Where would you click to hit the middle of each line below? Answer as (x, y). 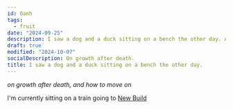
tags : (15, 20)
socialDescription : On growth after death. (71, 59)
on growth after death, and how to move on (69, 84)
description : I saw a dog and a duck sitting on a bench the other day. (114, 39)
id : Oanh (20, 13)
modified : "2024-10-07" (42, 52)
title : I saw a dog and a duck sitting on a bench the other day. (105, 65)
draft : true (24, 46)
